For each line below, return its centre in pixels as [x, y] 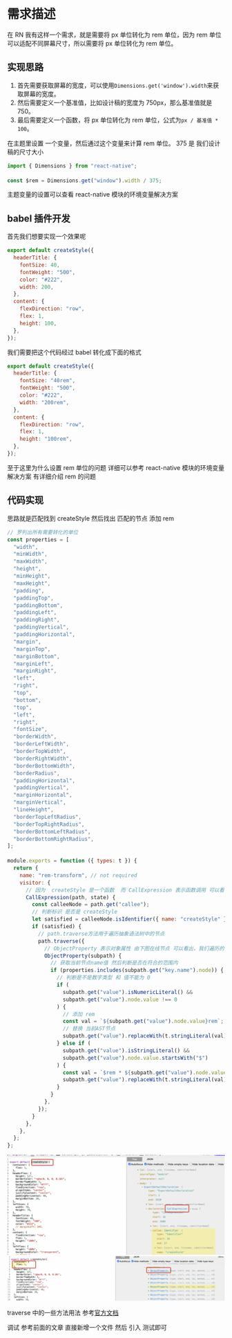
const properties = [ [38, 540]
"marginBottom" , [37, 656]
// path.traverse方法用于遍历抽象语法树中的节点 [101, 934]
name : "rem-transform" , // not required [78, 875]
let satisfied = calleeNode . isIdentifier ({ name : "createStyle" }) [131, 919]
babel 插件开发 [39, 218]
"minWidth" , [31, 554]
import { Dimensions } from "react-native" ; [72, 166]
